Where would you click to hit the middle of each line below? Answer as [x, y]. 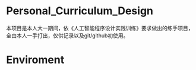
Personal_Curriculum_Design [80, 11]
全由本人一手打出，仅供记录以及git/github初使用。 [67, 35]
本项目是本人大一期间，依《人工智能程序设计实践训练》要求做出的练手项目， [100, 28]
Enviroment [35, 60]
